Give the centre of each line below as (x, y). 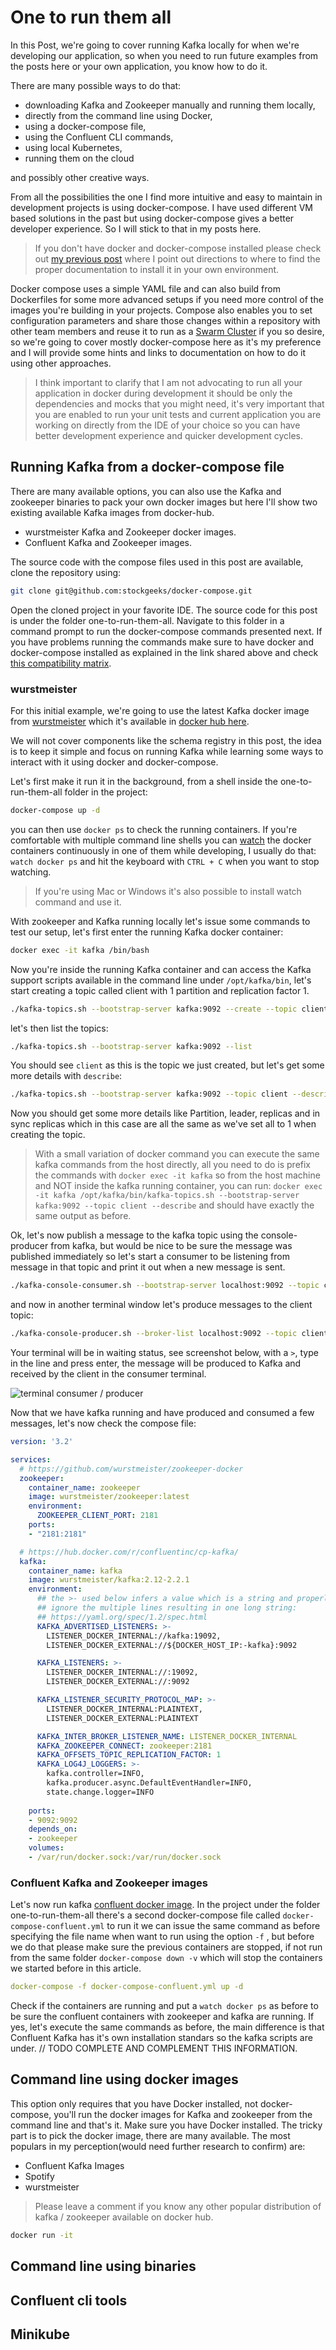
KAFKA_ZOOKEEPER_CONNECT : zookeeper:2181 (124, 1746)
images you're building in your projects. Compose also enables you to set (161, 310)
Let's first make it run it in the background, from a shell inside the (144, 781)
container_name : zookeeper (84, 1487)
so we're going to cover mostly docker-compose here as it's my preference (166, 342)
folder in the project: (106, 792)
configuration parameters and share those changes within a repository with (165, 320)
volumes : (46, 1848)
